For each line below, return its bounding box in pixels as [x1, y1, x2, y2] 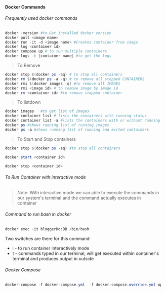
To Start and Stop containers [17, 136, 76, 142]
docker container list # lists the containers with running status [5, 114, 147, 119]
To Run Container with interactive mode [5, 174, 86, 180]
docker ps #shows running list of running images [5, 123, 110, 128]
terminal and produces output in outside [12, 255, 94, 261]
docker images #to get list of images [5, 109, 90, 114]
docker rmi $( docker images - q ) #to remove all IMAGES [5, 81, 121, 86]
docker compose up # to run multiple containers [5, 49, 107, 54]
